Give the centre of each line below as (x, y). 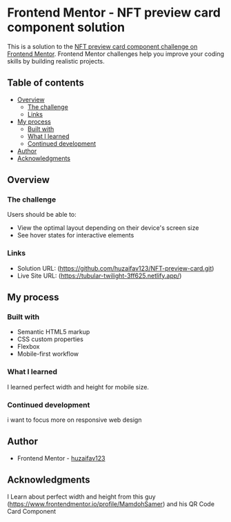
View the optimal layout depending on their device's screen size (108, 228)
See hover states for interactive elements (76, 235)
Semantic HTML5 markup (53, 332)
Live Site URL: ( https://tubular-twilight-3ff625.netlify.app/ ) (99, 275)
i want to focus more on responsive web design (74, 420)
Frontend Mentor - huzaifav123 (61, 458)
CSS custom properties (50, 339)
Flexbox (28, 347)
